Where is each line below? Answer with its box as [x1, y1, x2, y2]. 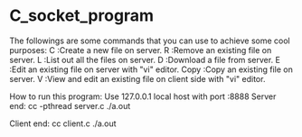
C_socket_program [9, 5, 155, 26]
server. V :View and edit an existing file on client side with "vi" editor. [9, 73, 266, 84]
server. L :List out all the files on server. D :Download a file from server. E [9, 54, 280, 65]
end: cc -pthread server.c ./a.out [9, 100, 131, 111]
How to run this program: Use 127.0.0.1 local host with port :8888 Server [9, 91, 277, 102]
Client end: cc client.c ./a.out [9, 118, 117, 129]
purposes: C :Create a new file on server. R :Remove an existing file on [9, 44, 272, 55]
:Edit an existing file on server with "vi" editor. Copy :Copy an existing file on [9, 64, 294, 75]
